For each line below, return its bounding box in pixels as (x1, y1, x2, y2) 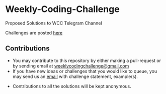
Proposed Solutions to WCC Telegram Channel (5, 20, 102, 26)
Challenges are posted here (5, 29, 63, 35)
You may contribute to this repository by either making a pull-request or (12, 57, 161, 63)
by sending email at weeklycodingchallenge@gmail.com (12, 62, 129, 68)
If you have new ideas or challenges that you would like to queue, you (12, 68, 157, 74)
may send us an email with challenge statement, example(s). (12, 73, 138, 79)
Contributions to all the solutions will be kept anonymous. (12, 83, 132, 89)
